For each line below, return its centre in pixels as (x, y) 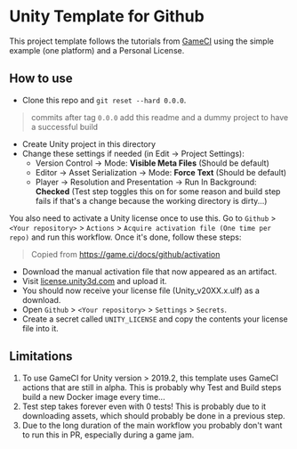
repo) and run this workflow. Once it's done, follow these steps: (125, 237)
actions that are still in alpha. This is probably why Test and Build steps (152, 387)
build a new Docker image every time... (94, 396)
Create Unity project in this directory (89, 143)
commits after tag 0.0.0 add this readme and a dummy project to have (160, 117)
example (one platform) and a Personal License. (97, 50)
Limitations (41, 357)
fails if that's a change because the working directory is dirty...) (151, 200)
